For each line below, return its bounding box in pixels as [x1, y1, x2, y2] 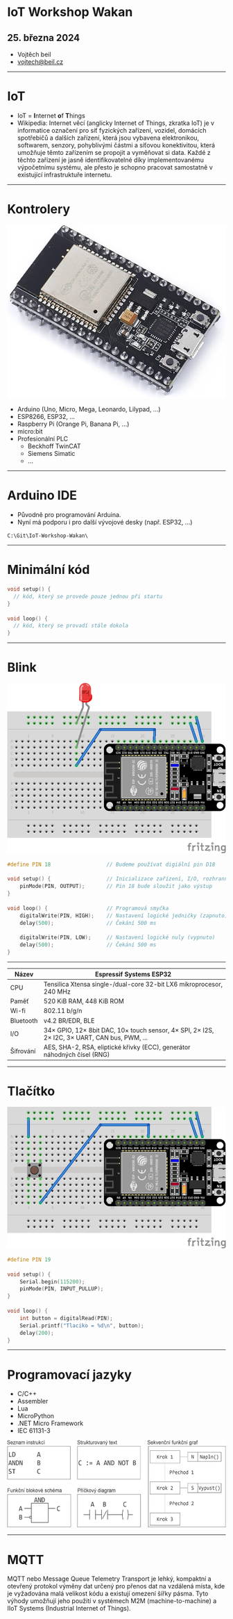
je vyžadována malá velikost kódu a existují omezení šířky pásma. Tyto [7, 1589, 209, 1598]
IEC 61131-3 [17, 1427, 51, 1435]
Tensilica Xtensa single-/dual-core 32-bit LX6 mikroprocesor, [44, 980, 223, 988]
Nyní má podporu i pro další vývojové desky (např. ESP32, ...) [17, 518, 193, 527]
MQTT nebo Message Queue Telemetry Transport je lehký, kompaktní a [7, 1575, 212, 1583]
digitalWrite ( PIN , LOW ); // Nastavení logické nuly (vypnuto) [19, 934, 216, 942]
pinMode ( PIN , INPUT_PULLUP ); [19, 1285, 104, 1292]
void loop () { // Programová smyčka [7, 905, 169, 912]
